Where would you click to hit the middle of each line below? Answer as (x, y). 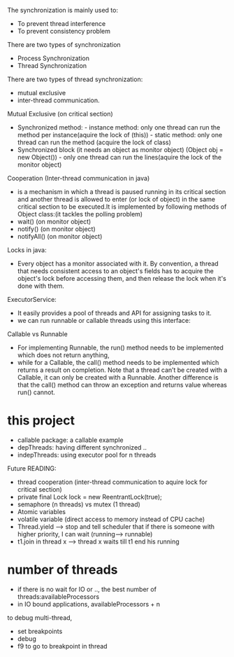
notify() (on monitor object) (56, 229)
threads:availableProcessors (58, 596)
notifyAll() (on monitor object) (60, 236)
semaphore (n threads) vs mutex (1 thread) (79, 504)
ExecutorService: (32, 299)
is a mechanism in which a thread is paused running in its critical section (122, 192)
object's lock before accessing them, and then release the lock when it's (122, 278)
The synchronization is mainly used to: (63, 10)
